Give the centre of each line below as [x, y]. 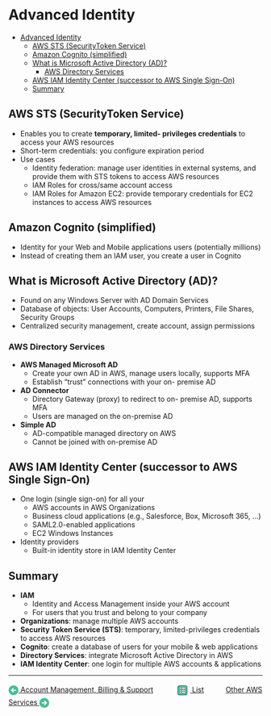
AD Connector [44, 390]
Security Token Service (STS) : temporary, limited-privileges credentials [140, 630]
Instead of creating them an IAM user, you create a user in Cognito [131, 255]
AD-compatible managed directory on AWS [104, 433]
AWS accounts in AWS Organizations [94, 508]
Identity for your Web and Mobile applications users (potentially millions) [140, 247]
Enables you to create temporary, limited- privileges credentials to [133, 133]
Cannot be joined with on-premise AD [95, 442]
